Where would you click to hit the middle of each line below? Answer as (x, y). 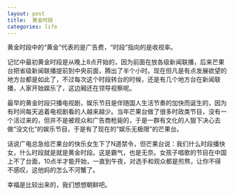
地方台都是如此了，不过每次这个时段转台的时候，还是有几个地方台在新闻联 (114, 79)
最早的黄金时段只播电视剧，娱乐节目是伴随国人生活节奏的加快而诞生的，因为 (117, 103)
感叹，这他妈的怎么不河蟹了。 (56, 170)
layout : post (26, 14)
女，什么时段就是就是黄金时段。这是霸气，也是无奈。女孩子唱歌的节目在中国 (117, 153)
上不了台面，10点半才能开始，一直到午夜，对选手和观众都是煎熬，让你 (108, 162)
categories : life (32, 26)
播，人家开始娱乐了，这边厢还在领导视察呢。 (71, 88)
